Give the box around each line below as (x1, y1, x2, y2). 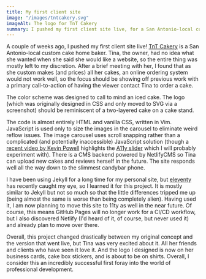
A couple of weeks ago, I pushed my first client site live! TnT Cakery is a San (6, 43, 199, 50)
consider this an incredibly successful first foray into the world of (6, 259, 171, 267)
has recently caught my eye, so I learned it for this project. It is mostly (6, 182, 183, 190)
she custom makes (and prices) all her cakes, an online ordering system (6, 69, 188, 76)
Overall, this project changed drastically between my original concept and (6, 233, 193, 240)
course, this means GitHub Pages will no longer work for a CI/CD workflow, (6, 209, 196, 216)
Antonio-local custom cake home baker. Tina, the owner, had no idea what (6, 50, 194, 57)
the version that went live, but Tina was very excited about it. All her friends (6, 240, 197, 247)
